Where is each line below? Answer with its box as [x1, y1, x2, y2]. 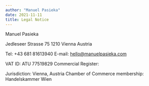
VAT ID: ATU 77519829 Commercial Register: [5, 61, 100, 67]
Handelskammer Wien [5, 76, 52, 82]
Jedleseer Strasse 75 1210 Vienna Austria [5, 41, 92, 47]
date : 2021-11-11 [5, 12, 42, 17]
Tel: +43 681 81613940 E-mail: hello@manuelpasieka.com [5, 51, 127, 57]
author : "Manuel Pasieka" [5, 7, 60, 13]
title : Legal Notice [5, 17, 49, 22]
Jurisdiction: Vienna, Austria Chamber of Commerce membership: [5, 71, 144, 77]
